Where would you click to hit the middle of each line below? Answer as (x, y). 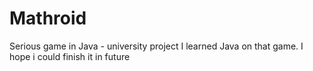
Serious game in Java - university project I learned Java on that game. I (156, 46)
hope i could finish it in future (70, 56)
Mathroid (48, 18)
